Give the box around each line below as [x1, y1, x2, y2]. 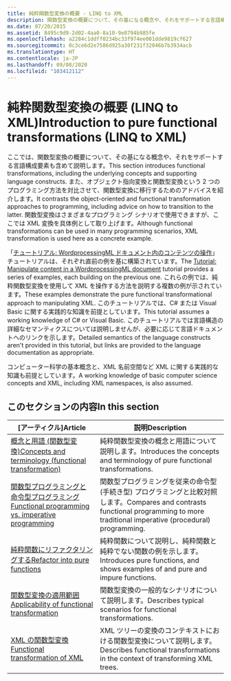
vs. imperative [10, 510, 56, 520]
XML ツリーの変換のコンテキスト [99, 626, 206, 636]
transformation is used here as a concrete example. [7, 234, 153, 243]
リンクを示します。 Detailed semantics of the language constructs [25, 334, 211, 342]
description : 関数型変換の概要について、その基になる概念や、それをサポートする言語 [7, 17, 221, 23]
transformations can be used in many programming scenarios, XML [7, 227, 198, 235]
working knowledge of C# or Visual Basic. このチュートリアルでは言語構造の [7, 316, 224, 325]
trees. [99, 662, 119, 672]
